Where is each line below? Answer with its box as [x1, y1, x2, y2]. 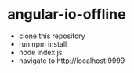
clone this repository [18, 31, 85, 40]
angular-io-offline [7, 5, 126, 23]
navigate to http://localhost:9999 [18, 56, 125, 65]
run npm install [18, 39, 67, 48]
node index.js [18, 47, 63, 57]
